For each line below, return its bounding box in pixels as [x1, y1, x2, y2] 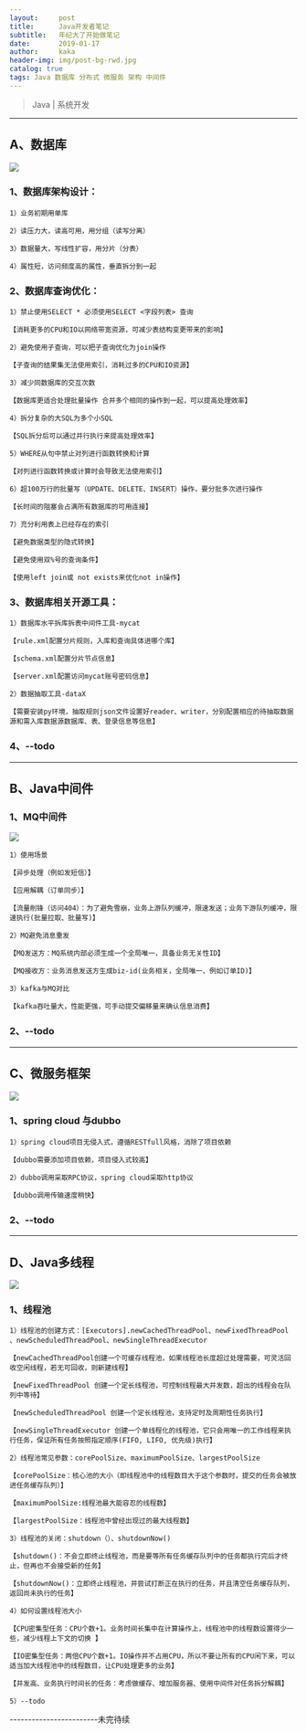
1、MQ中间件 [9, 810, 68, 823]
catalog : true [9, 65, 64, 74]
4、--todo [9, 740, 55, 753]
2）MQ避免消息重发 [9, 931, 70, 941]
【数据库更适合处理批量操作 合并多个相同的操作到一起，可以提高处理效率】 [9, 396, 252, 406]
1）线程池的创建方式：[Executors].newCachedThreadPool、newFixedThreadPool [9, 1326, 290, 1336]
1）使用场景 [9, 851, 48, 860]
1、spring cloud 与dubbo [9, 1115, 122, 1127]
